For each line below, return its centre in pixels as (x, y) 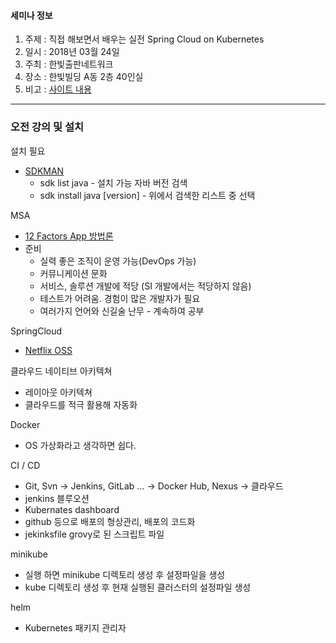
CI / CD (25, 465)
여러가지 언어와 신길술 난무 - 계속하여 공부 (122, 311)
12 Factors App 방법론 (69, 236)
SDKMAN (44, 171)
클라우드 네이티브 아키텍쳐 (61, 371)
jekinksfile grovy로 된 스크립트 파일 (94, 534)
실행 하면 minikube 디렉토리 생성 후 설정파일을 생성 (125, 574)
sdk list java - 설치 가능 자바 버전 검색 (113, 182)
